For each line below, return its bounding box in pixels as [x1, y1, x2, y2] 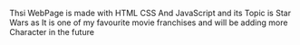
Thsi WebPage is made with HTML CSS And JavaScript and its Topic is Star [9, 8, 292, 18]
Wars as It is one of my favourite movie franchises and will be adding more [9, 17, 288, 28]
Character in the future [9, 27, 95, 37]
